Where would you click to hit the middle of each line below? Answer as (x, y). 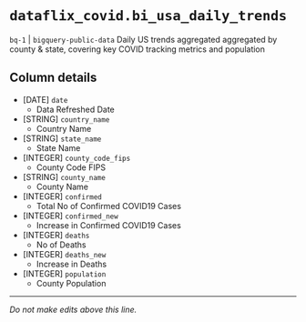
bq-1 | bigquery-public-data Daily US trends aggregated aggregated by (143, 39)
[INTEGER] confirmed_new (70, 216)
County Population (71, 283)
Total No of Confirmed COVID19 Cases (109, 206)
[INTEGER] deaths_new (64, 254)
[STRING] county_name (64, 176)
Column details (53, 78)
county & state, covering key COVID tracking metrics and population (138, 49)
